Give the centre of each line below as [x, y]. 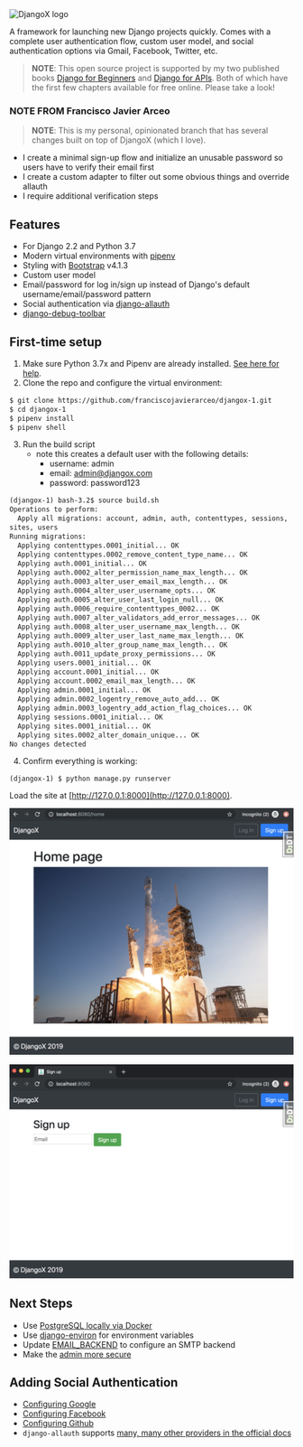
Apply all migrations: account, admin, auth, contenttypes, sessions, [153, 518]
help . [32, 373]
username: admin [82, 463]
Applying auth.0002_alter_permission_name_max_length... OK [133, 573]
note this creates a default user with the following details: [142, 453]
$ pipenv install [42, 418]
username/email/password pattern [87, 294]
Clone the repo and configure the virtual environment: [122, 382]
